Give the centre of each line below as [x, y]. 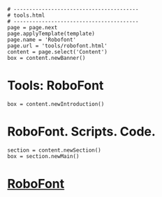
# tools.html [26, 15]
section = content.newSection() [54, 150]
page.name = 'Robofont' [42, 40]
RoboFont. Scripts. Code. [81, 132]
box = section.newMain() [43, 156]
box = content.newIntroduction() [56, 104]
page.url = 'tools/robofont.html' [58, 46]
